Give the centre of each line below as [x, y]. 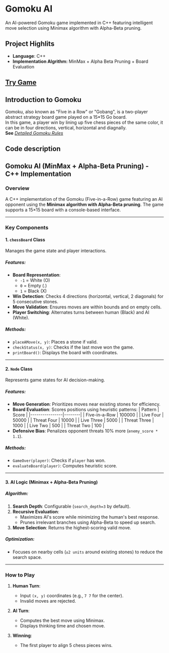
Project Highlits [30, 44]
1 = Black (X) [33, 291]
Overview [17, 188]
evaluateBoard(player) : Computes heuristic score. [65, 466]
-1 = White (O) [35, 280]
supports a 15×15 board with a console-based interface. [63, 210]
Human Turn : [26, 586]
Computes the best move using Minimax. [62, 621]
